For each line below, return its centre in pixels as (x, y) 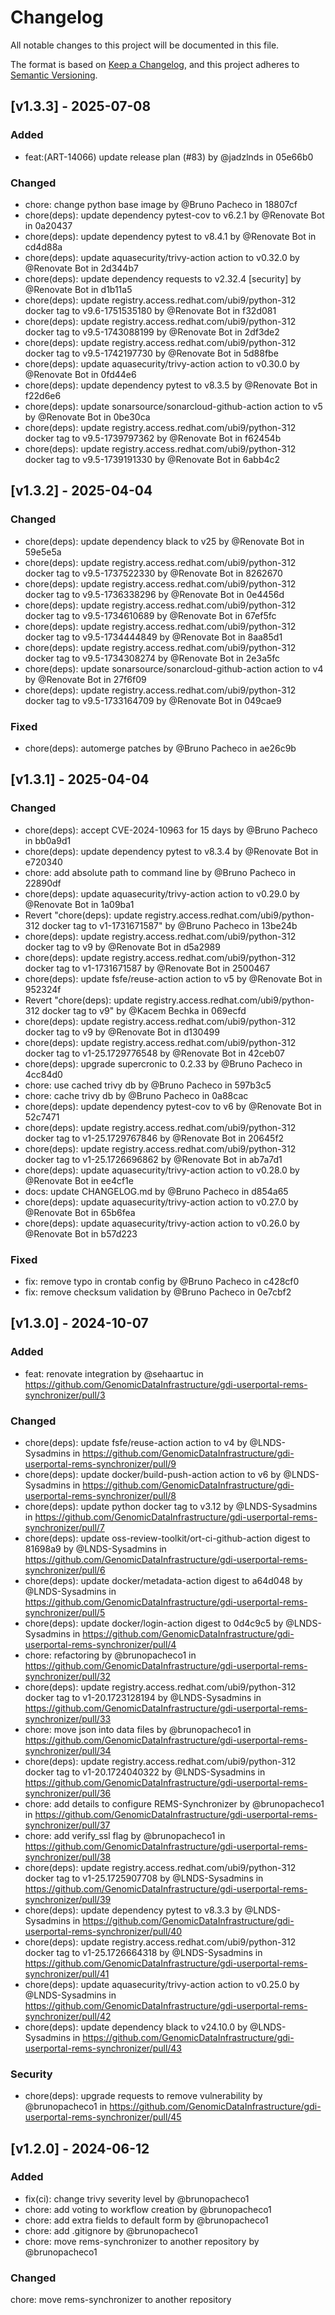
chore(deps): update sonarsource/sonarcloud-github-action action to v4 (174, 668)
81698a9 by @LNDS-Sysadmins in (95, 1548)
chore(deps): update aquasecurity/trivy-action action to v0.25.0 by (162, 1984)
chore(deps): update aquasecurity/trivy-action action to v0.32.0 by (162, 257)
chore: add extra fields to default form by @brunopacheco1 (146, 2220)
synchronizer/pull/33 (68, 1718)
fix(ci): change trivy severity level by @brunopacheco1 (137, 2198)
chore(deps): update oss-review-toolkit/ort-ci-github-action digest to (167, 1538)
